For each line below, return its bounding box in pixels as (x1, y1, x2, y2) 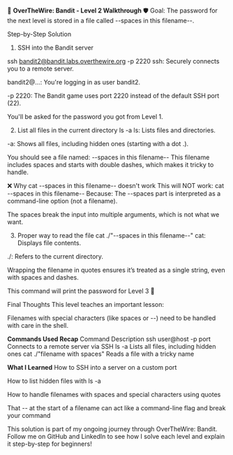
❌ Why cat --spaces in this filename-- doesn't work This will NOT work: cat (7, 182, 225, 189)
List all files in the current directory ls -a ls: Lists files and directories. (17, 126, 216, 134)
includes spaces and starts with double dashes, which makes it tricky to (7, 161, 214, 168)
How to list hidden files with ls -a (7, 377, 101, 385)
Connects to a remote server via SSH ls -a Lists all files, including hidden (7, 342, 216, 350)
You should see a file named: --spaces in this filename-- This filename (7, 153, 210, 161)
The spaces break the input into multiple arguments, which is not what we (7, 210, 220, 219)
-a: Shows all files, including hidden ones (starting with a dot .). (7, 140, 189, 147)
